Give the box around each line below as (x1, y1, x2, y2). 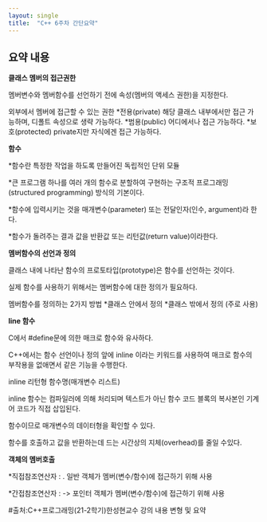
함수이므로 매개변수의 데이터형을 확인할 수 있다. (8, 421, 155, 430)
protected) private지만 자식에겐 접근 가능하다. (17, 127, 162, 136)
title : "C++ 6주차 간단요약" (8, 19, 99, 27)
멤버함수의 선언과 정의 (8, 249, 77, 258)
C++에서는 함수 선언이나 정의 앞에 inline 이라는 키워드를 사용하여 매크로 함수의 (8, 350, 253, 359)
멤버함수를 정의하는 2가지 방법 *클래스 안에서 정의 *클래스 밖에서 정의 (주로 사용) (8, 300, 259, 309)
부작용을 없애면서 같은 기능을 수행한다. (8, 360, 128, 370)
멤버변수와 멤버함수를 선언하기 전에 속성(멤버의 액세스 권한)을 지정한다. (8, 90, 229, 100)
